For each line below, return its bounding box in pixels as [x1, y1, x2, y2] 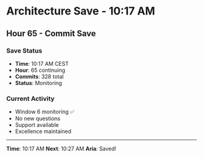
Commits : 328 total [14, 72, 64, 80]
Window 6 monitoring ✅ [14, 108, 75, 115]
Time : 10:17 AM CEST [14, 60, 69, 67]
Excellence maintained [14, 128, 71, 135]
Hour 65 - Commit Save [6, 28, 97, 39]
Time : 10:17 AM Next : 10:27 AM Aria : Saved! [6, 145, 117, 152]
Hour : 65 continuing [14, 66, 65, 74]
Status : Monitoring [14, 79, 62, 86]
